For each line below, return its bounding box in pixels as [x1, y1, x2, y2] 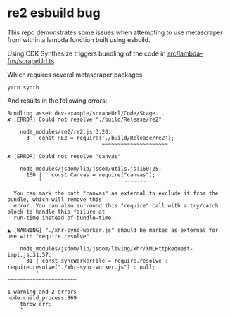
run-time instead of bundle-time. [13, 214, 115, 221]
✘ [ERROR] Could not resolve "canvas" [7, 153, 121, 160]
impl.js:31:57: [7, 251, 52, 258]
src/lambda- [167, 49, 203, 58]
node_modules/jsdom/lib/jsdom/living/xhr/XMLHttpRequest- [20, 245, 193, 252]
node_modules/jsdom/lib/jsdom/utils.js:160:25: [20, 165, 162, 172]
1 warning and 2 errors [7, 288, 77, 295]
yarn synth [7, 84, 39, 91]
